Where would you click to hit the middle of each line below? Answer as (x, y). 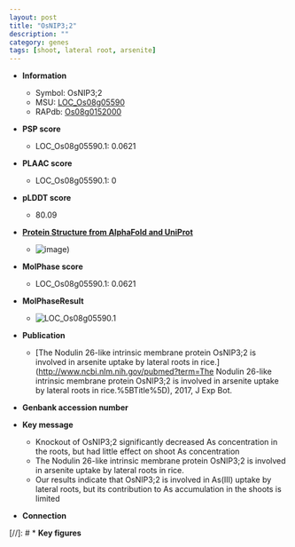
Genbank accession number (75, 408)
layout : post (33, 17)
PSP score (41, 129)
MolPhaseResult (53, 301)
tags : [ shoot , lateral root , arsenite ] (83, 51)
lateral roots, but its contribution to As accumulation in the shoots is (158, 489)
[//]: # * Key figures (45, 533)
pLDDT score (47, 198)
